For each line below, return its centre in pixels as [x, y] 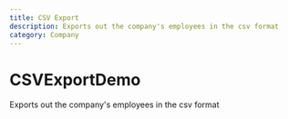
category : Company [44, 35]
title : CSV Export [44, 18]
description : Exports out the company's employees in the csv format [144, 26]
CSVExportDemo [75, 79]
